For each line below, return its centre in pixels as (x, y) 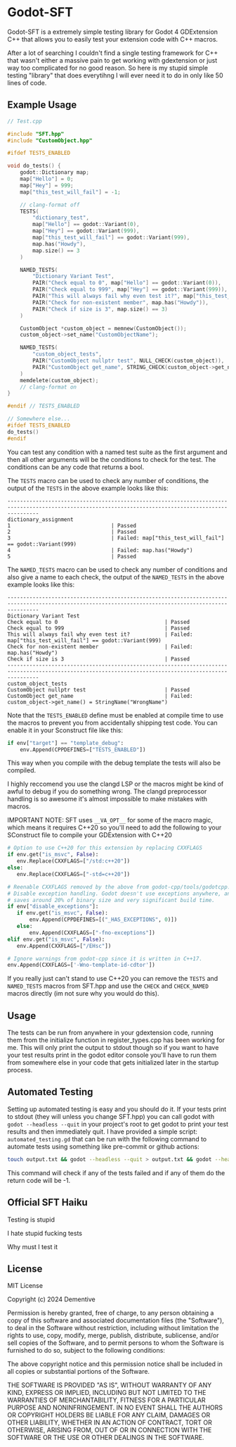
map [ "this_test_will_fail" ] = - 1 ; (70, 192)
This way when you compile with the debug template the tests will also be (114, 763)
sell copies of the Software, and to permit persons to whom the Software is (116, 1343)
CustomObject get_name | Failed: (100, 696)
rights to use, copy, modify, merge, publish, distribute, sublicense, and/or (113, 1336)
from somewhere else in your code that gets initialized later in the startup (113, 1063)
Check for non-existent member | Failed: (100, 646)
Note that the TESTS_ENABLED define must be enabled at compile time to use (115, 715)
